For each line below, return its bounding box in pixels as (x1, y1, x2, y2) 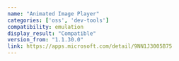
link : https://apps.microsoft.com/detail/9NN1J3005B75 (7, 43, 173, 50)
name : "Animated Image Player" (7, 10, 100, 18)
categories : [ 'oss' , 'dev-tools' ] (7, 17, 110, 24)
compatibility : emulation (7, 23, 83, 30)
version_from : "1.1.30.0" (7, 36, 83, 43)
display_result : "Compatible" (7, 29, 97, 37)
